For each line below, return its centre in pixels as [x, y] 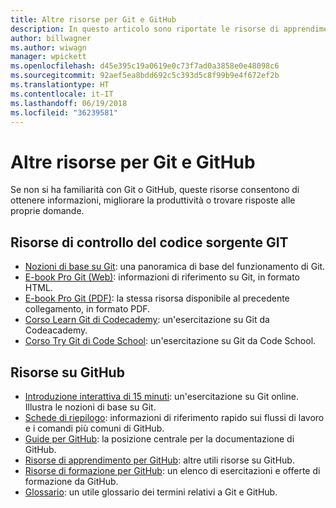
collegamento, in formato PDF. [87, 309]
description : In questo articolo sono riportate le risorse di [145, 29]
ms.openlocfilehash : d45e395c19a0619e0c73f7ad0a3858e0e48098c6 [145, 66]
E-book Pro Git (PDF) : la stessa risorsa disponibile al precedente [157, 298]
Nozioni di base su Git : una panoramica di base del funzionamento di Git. [175, 267]
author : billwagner [51, 38]
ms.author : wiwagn [48, 47]
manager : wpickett [48, 57]
